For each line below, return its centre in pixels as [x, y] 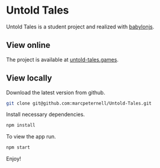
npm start [18, 148]
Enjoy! [14, 159]
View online [28, 45]
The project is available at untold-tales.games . [63, 59]
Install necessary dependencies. [45, 114]
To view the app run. [31, 137]
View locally [29, 78]
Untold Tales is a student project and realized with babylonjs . [80, 27]
